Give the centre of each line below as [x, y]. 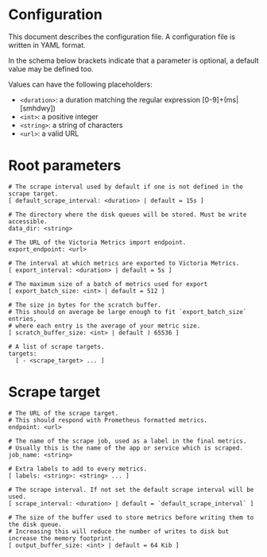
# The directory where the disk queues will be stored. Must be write [128, 215]
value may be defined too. [51, 68]
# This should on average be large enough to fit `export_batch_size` [128, 311]
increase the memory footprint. [62, 538]
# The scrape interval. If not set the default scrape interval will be [131, 489]
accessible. [28, 221]
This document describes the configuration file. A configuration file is [122, 37]
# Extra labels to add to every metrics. [78, 469]
